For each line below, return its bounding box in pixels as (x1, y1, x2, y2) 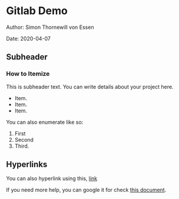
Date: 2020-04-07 (6, 35, 51, 42)
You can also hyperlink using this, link (6, 175, 98, 182)
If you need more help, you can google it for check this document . (6, 187, 167, 194)
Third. (14, 142, 29, 150)
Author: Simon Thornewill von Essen (6, 24, 94, 31)
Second (14, 136, 34, 143)
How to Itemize (6, 69, 50, 78)
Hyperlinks (6, 160, 48, 170)
